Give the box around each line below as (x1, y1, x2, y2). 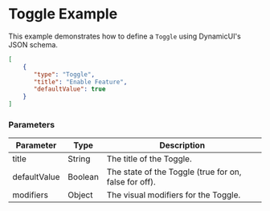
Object (67, 189, 93, 201)
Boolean (67, 172, 99, 183)
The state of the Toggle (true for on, (106, 166, 242, 177)
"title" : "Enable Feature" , (33, 78, 128, 86)
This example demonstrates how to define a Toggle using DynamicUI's (8, 31, 241, 41)
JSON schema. (8, 39, 59, 49)
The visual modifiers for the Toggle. (106, 189, 241, 201)
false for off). (106, 177, 157, 188)
